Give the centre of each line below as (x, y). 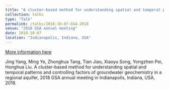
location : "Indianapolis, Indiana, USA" (48, 38)
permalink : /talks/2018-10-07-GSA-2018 (47, 24)
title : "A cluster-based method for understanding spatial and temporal (83, 10)
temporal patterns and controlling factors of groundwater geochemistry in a (83, 72)
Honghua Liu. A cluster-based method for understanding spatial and (76, 67)
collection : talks (24, 14)
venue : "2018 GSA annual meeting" (41, 28)
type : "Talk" (19, 19)
